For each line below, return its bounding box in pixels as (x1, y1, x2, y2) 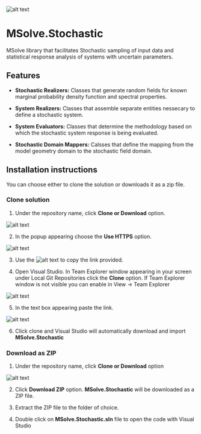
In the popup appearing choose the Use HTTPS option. (14, 233, 152, 240)
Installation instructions (6, 165, 97, 175)
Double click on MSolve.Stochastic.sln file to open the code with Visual (14, 416, 194, 423)
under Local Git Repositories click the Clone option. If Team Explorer (14, 274, 185, 281)
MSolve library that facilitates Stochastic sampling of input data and (6, 46, 174, 54)
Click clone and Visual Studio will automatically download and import (14, 327, 186, 335)
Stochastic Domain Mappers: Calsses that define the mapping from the (14, 140, 194, 148)
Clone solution (6, 196, 50, 204)
